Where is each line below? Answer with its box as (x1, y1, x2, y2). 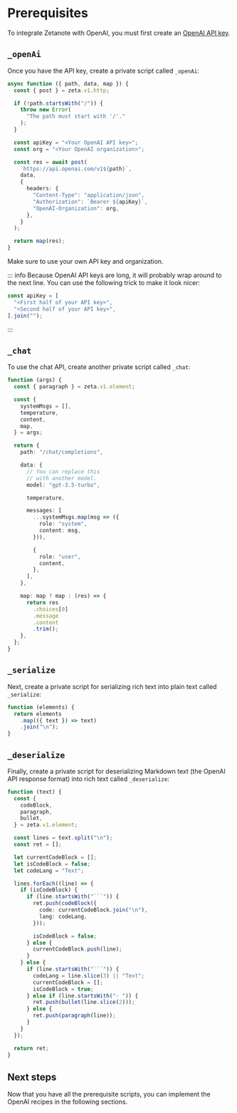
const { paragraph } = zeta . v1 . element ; (14, 383, 135, 390)
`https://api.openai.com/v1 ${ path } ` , (20, 165, 132, 172)
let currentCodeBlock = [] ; (14, 854, 98, 861)
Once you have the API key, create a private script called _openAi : (7, 66, 199, 75)
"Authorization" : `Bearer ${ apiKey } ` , (33, 198, 148, 205)
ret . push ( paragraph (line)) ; (33, 1012, 116, 1020)
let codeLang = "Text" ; (14, 867, 84, 874)
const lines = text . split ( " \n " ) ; (14, 834, 113, 842)
